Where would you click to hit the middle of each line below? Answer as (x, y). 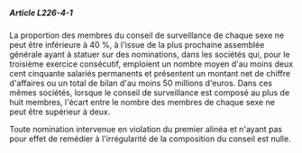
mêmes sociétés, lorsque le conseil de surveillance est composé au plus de (150, 92)
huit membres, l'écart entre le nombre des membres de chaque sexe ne (142, 102)
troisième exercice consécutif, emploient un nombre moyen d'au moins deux (151, 64)
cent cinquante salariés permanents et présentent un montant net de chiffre (150, 73)
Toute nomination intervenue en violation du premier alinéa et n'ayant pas (146, 129)
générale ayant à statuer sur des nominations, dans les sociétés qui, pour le (150, 54)
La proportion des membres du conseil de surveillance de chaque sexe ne (147, 35)
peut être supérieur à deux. (60, 112)
